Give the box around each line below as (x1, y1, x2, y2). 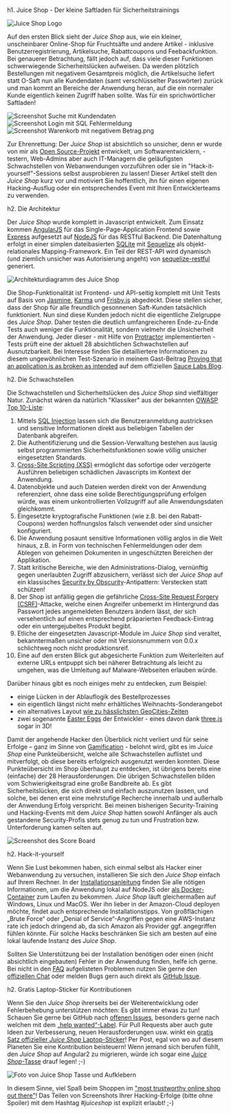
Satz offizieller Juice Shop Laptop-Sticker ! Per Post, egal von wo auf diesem (7, 1035, 223, 1044)
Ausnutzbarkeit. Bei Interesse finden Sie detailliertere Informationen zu (7, 348, 208, 355)
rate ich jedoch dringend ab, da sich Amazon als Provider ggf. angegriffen (7, 922, 217, 930)
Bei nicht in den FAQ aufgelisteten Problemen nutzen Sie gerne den (7, 965, 197, 973)
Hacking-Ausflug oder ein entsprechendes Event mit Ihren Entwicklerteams (7, 184, 221, 192)
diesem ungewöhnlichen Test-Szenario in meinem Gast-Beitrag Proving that (7, 355, 222, 363)
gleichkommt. (16, 505, 56, 513)
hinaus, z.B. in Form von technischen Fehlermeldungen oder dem (16, 541, 202, 549)
